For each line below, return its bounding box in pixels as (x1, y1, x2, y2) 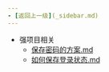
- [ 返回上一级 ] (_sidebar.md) (7, 11, 99, 20)
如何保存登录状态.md (30, 54, 101, 64)
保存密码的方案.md (30, 45, 94, 54)
